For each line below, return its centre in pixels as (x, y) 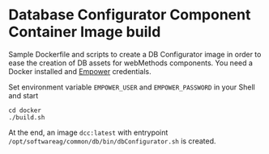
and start (23, 95)
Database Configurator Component (130, 15)
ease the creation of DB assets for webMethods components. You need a (131, 63)
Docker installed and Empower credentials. (80, 71)
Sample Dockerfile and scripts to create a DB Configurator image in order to (135, 54)
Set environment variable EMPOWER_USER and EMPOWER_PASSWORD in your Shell (132, 87)
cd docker (25, 110)
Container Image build (85, 32)
